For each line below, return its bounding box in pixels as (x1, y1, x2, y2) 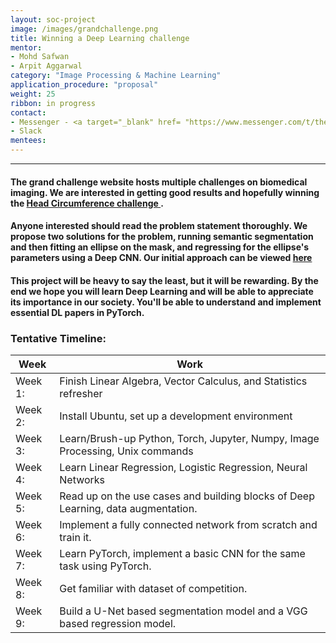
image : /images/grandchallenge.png (10, 24, 159, 34)
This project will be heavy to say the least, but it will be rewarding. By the (10, 274, 319, 286)
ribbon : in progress (10, 98, 97, 108)
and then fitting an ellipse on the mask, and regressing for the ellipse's (10, 241, 310, 253)
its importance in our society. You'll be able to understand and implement (10, 296, 322, 308)
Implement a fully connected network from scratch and (59, 518, 318, 532)
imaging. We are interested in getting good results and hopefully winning (10, 186, 320, 198)
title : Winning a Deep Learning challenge (10, 33, 190, 43)
